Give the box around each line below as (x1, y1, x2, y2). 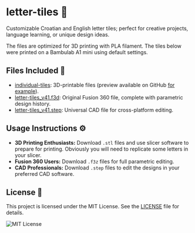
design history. (14, 100, 51, 107)
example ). (14, 88, 39, 95)
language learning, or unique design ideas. (6, 31, 110, 38)
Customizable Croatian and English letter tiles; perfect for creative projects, (6, 25, 189, 32)
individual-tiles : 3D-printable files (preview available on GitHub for (14, 81, 175, 88)
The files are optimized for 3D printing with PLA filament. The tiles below (6, 42, 182, 49)
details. (6, 209, 24, 217)
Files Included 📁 (6, 66, 66, 76)
